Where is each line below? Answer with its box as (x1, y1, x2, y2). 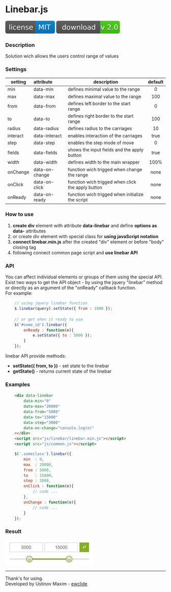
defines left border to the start (68, 100, 131, 107)
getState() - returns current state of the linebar (12, 368, 112, 374)
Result (5, 528, 22, 535)
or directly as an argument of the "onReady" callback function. (5, 285, 136, 291)
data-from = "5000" (23, 409, 60, 414)
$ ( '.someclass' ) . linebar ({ (14, 451, 72, 457)
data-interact (34, 133, 62, 139)
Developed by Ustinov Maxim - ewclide (5, 580, 88, 587)
